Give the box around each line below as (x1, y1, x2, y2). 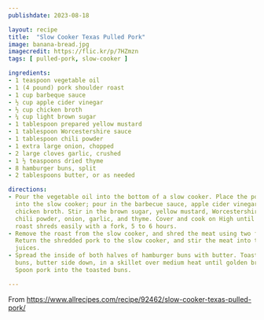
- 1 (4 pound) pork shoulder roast (8, 83, 125, 91)
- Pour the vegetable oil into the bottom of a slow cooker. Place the (8, 193, 247, 201)
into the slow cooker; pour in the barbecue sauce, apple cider (15, 200, 230, 208)
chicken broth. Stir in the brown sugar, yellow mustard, (15, 208, 210, 215)
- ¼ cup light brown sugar (8, 113, 97, 121)
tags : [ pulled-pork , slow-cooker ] (8, 55, 128, 63)
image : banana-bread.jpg (8, 40, 90, 48)
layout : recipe (8, 25, 58, 34)
